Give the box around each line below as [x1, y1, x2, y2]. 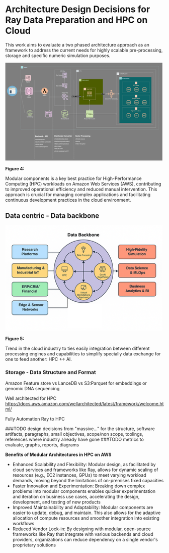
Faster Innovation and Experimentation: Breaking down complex [12, 483, 145, 489]
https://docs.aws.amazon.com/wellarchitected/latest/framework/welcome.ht [5, 401, 164, 407]
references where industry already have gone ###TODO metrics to [5, 436, 144, 443]
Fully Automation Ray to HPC [5, 416, 65, 422]
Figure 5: [5, 335, 24, 342]
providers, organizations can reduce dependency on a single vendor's [12, 537, 158, 543]
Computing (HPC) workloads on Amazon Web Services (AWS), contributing [5, 180, 161, 187]
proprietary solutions [12, 542, 56, 548]
